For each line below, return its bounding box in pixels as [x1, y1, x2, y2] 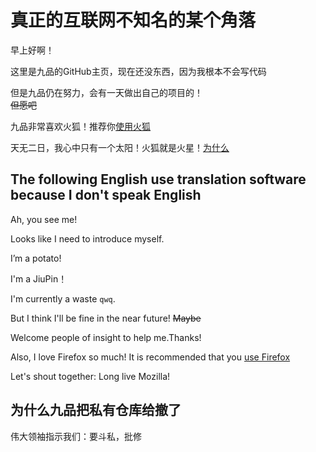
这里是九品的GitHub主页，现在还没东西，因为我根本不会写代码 [10, 65, 267, 77]
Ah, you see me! [10, 213, 78, 225]
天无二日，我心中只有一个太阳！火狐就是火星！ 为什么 [10, 141, 230, 153]
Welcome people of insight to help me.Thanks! [10, 331, 202, 343]
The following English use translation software [10, 171, 307, 188]
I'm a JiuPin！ [10, 272, 68, 285]
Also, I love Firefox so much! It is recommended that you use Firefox [10, 351, 291, 363]
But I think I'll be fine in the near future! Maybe [10, 312, 202, 324]
